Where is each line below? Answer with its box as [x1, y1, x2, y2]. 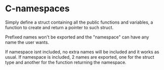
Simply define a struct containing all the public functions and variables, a [5, 19, 153, 25]
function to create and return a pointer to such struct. [5, 24, 114, 30]
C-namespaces [5, 3, 70, 14]
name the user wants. [5, 39, 49, 45]
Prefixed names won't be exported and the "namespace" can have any [5, 34, 149, 40]
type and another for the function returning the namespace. [5, 59, 127, 65]
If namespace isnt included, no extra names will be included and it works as [5, 49, 160, 55]
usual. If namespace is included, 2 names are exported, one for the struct [5, 54, 155, 60]
